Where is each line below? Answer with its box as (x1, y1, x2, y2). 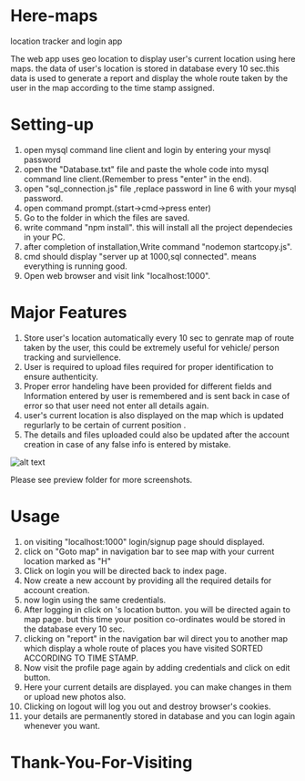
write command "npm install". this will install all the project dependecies (23, 221, 293, 232)
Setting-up (10, 115, 95, 135)
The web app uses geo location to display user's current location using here (10, 53, 296, 64)
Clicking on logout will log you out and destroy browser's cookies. (23, 701, 271, 712)
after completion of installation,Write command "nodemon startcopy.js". (23, 241, 292, 252)
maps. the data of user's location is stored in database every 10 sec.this (10, 63, 280, 74)
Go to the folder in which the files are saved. (23, 211, 190, 223)
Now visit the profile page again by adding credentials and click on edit (23, 662, 290, 673)
